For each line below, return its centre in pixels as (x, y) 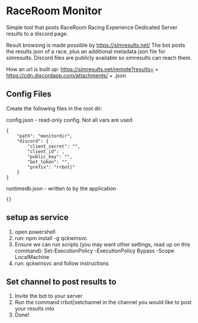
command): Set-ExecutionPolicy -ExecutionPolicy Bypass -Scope (94, 251)
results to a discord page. (37, 33)
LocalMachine (32, 257)
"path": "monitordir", (45, 136)
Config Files (29, 94)
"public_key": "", (50, 156)
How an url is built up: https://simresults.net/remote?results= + (82, 69)
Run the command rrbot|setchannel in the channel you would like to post (103, 302)
